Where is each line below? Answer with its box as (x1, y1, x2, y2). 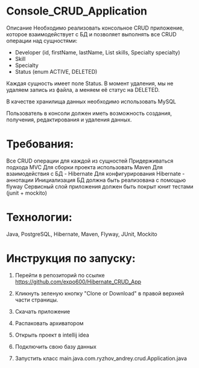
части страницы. (14, 296, 58, 303)
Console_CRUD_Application (6, 4, 148, 18)
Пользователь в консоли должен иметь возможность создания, (6, 109, 172, 117)
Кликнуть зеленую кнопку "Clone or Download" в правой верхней (14, 289, 185, 297)
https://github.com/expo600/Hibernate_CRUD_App (14, 278, 142, 285)
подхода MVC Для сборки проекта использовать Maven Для (6, 163, 163, 170)
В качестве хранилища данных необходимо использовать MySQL (6, 98, 177, 105)
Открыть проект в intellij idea (14, 331, 89, 338)
